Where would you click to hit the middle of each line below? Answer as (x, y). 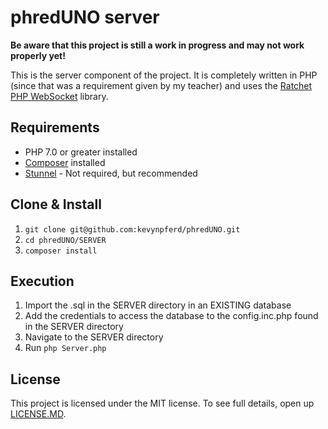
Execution (42, 281)
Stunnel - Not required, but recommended (111, 173)
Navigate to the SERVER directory (94, 337)
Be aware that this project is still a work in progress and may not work (157, 45)
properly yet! (38, 55)
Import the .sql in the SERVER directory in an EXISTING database (158, 305)
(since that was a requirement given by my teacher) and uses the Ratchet (161, 85)
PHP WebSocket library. (59, 96)
